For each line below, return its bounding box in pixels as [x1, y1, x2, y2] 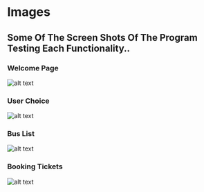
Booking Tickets [7, 162, 64, 171]
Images [7, 4, 50, 20]
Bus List [7, 129, 35, 139]
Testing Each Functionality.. [7, 42, 130, 54]
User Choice [7, 96, 50, 106]
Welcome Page [7, 63, 59, 73]
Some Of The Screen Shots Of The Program [7, 32, 198, 44]
